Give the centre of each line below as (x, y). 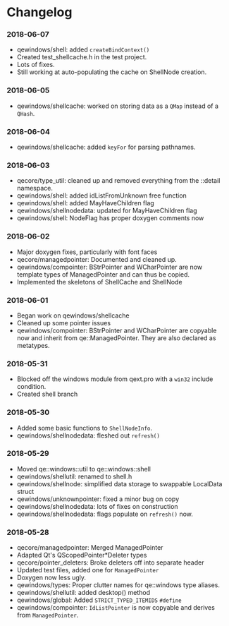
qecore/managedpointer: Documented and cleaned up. (97, 259)
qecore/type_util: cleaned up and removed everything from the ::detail (118, 181)
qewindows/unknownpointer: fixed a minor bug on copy (98, 499)
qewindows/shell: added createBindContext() (83, 49)
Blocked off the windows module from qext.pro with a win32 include (115, 379)
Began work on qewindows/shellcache (73, 315)
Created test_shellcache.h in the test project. (82, 57)
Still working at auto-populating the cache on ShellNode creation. (112, 72)
